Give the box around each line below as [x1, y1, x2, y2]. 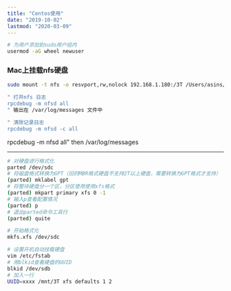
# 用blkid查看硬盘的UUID [7, 259, 72, 266]
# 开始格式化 [7, 227, 39, 234]
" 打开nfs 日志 [7, 94, 47, 101]
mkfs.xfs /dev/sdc [7, 234, 60, 241]
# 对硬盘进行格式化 [7, 157, 55, 165]
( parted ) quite [7, 215, 51, 222]
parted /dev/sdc [7, 164, 54, 171]
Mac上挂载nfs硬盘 [7, 66, 69, 75]
